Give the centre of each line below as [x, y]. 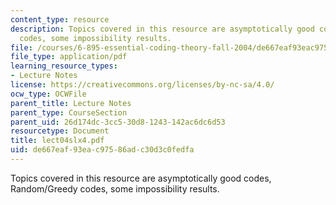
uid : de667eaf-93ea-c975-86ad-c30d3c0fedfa [102, 150]
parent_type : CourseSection [69, 112]
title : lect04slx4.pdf [57, 141]
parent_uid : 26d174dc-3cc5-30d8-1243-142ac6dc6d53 [118, 122]
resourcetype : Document [60, 131]
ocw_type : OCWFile [48, 94]
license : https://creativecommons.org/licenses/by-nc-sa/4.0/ [142, 85]
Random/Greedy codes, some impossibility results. [115, 188]
